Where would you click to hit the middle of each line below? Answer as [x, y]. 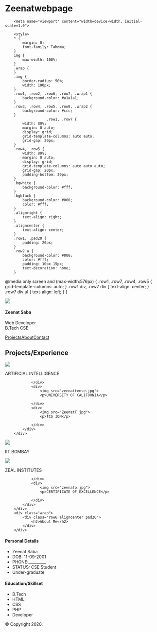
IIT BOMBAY [17, 451]
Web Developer [21, 323]
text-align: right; [42, 217]
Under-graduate [28, 572]
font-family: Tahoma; [44, 47]
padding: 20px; [38, 243]
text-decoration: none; [46, 268]
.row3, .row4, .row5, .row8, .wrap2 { [53, 106]
